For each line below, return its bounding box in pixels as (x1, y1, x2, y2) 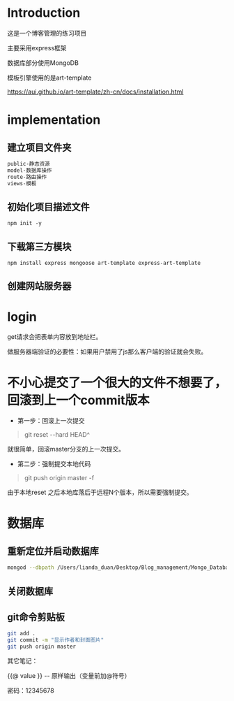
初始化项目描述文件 (7, 201, 90, 212)
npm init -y (7, 220, 42, 227)
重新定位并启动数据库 (7, 545, 99, 557)
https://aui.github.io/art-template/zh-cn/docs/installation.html (7, 87, 184, 96)
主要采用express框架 (7, 43, 68, 52)
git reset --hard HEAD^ (24, 431, 91, 439)
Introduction (7, 5, 81, 21)
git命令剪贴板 (7, 611, 65, 623)
